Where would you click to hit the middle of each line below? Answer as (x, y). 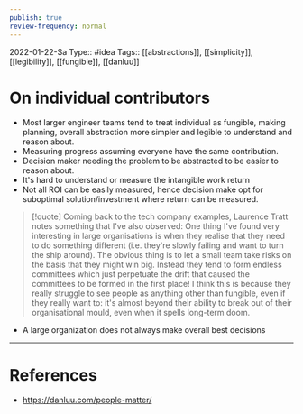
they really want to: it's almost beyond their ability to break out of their (162, 303)
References (53, 375)
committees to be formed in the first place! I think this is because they (161, 284)
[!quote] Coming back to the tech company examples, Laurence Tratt (160, 216)
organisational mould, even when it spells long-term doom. (141, 313)
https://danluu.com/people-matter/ (87, 400)
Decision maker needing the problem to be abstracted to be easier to (151, 161)
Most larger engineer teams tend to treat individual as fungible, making (154, 123)
